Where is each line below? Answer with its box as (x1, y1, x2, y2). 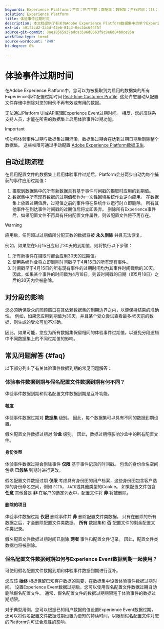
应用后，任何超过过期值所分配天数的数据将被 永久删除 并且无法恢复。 (5, 232, 144, 238)
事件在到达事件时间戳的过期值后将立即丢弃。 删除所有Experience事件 (16, 206, 156, 212)
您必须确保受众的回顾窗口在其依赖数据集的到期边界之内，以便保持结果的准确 (5, 307, 159, 313)
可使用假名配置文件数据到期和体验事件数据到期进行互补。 (5, 567, 121, 574)
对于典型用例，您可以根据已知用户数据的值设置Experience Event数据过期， (5, 607, 156, 613)
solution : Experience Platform (5, 12, 69, 17)
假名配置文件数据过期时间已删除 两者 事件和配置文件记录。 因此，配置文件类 (5, 536, 159, 542)
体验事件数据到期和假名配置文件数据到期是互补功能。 (5, 391, 112, 397)
